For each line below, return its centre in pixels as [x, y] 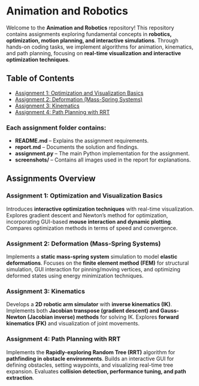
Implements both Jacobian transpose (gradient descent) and [83, 311]
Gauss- [170, 311]
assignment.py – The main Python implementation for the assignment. [102, 154]
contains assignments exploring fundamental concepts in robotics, [89, 34]
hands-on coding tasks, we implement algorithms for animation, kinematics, [100, 47]
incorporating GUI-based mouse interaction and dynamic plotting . [89, 222]
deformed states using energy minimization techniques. [75, 276]
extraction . [20, 378]
